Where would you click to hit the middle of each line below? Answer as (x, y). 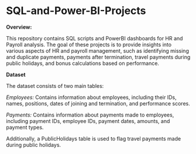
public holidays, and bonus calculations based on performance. (83, 63)
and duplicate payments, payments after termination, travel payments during (98, 57)
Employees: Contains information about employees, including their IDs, (91, 97)
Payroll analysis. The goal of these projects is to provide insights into (89, 45)
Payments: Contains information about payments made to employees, (90, 115)
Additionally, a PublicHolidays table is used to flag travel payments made (94, 138)
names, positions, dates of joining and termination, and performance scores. (98, 103)
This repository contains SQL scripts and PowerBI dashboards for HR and (94, 38)
